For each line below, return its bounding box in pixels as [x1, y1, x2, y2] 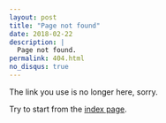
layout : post [9, 12, 57, 22]
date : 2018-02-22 [9, 29, 73, 38]
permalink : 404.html [9, 54, 86, 63]
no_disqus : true [9, 63, 69, 72]
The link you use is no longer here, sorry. [9, 86, 159, 97]
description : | [9, 37, 65, 47]
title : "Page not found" [9, 21, 101, 30]
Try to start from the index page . [9, 104, 128, 114]
